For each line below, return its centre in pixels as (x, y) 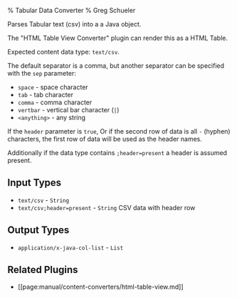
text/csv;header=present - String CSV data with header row (106, 207)
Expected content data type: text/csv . (63, 52)
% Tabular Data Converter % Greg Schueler (72, 10)
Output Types (38, 230)
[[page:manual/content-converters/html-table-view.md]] (100, 287)
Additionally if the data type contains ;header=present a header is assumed (117, 153)
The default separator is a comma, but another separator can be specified (116, 66)
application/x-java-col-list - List (70, 247)
